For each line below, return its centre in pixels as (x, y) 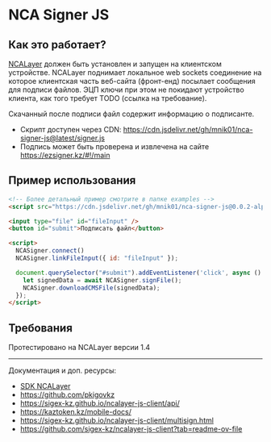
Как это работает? (57, 45)
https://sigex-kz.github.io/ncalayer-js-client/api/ (100, 403)
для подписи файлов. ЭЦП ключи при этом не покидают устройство (126, 90)
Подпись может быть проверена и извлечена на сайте (115, 146)
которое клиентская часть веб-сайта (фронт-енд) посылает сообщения (132, 81)
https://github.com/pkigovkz (67, 395)
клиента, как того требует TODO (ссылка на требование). (108, 98)
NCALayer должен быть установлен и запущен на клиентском (115, 64)
